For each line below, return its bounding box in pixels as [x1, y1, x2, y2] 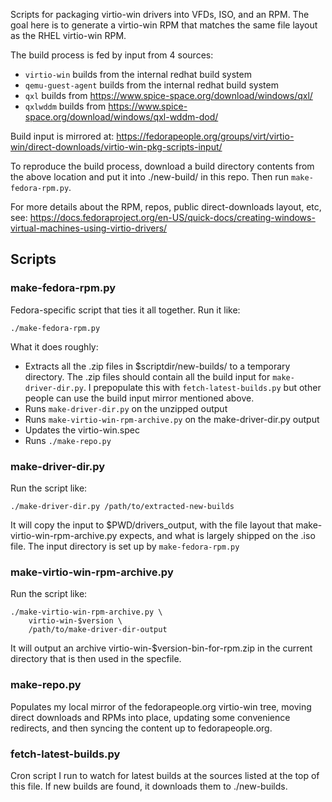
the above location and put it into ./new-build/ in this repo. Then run [10, 171, 290, 183]
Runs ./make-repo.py [24, 434, 112, 446]
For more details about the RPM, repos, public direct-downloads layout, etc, [10, 201, 322, 213]
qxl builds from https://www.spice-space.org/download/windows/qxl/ [24, 90, 313, 101]
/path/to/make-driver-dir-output [28, 625, 168, 635]
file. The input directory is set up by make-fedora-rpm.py [10, 540, 240, 552]
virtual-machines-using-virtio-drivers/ [10, 222, 168, 234]
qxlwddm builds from [24, 100, 107, 112]
